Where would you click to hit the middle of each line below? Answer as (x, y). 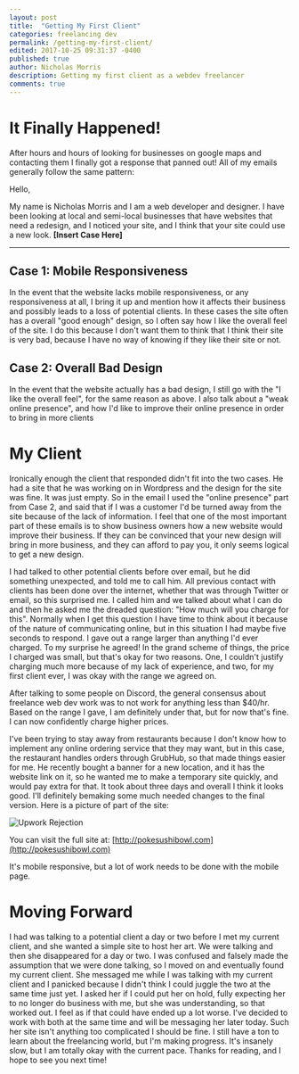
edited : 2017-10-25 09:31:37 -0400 (75, 51)
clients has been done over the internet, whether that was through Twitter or (149, 591)
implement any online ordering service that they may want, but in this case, (147, 748)
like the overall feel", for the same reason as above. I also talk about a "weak (149, 399)
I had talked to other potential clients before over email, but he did (130, 572)
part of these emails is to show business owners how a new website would (146, 526)
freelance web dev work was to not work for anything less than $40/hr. (139, 703)
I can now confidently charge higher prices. (89, 722)
